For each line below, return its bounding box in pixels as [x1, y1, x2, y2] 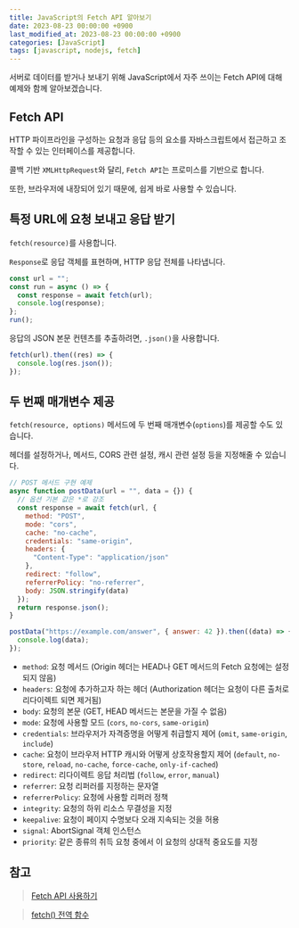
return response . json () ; [17, 603, 109, 612]
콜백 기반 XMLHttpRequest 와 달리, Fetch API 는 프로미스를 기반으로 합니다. [9, 164, 264, 175]
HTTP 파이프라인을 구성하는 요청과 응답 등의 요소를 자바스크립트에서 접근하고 [9, 134, 278, 145]
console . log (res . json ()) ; [17, 359, 114, 368]
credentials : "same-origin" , [25, 536, 133, 545]
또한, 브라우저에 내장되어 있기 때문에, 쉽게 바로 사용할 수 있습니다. [9, 183, 238, 194]
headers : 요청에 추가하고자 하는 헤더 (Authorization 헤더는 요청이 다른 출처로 [21, 684, 289, 694]
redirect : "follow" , [25, 570, 101, 579]
